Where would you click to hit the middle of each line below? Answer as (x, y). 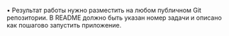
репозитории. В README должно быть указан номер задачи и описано (114, 18)
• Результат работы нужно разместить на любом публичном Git (104, 10)
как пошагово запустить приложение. (64, 25)
